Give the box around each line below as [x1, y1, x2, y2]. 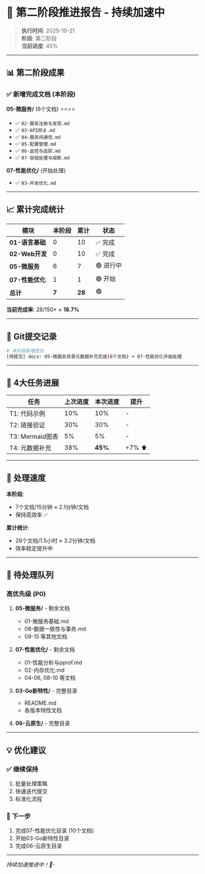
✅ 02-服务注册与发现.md [15, 119, 70, 127]
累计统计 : [6, 524, 30, 531]
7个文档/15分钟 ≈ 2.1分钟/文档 [15, 503, 90, 510]
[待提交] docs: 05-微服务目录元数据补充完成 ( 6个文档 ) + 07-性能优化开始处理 [6, 354, 182, 360]
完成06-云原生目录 [15, 842, 62, 850]
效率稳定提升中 [15, 545, 53, 552]
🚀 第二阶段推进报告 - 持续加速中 [6, 6, 165, 20]
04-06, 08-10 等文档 [24, 674, 76, 681]
